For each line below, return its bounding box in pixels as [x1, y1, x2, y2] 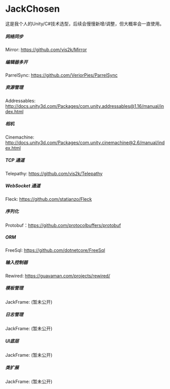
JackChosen [5, 3, 60, 15]
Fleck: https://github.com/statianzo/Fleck [5, 196, 92, 202]
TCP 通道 [5, 157, 25, 164]
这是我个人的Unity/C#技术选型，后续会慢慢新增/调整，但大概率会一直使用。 [5, 20, 164, 27]
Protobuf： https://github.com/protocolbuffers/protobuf [5, 222, 121, 228]
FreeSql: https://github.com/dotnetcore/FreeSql [5, 247, 106, 253]
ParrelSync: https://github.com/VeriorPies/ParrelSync [5, 72, 118, 78]
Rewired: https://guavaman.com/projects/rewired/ [5, 272, 111, 279]
